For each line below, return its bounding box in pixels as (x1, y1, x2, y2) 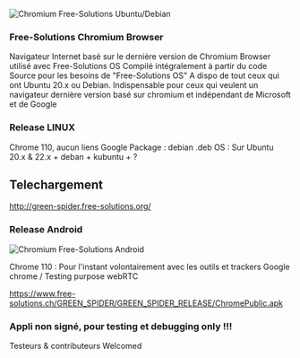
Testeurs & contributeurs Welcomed (9, 341, 142, 351)
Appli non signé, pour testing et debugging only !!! (9, 319, 233, 332)
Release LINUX (9, 121, 76, 134)
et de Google (9, 99, 57, 109)
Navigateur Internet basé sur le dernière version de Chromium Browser (9, 51, 271, 62)
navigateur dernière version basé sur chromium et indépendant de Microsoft (9, 90, 291, 100)
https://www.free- (9, 288, 76, 299)
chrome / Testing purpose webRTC (9, 270, 139, 282)
